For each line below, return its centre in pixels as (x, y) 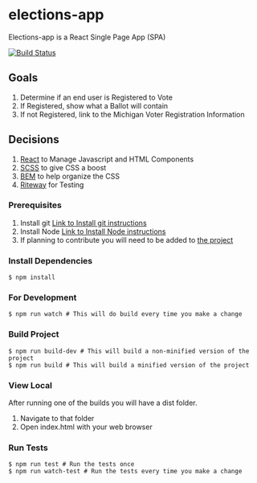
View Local (30, 385)
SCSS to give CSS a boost (63, 167)
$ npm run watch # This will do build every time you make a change (125, 314)
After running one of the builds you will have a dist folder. (103, 403)
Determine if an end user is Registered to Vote (96, 97)
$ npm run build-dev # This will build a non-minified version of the (129, 351)
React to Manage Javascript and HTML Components (107, 159)
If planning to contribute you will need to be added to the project (126, 239)
